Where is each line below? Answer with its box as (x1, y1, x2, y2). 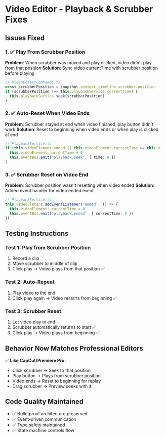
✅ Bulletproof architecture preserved (12, 410, 88, 416)
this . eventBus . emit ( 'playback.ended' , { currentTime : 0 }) (9, 211, 134, 216)
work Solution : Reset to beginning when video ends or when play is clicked (5, 126, 159, 132)
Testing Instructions (5, 229, 69, 238)
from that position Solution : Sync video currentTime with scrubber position (5, 65, 158, 71)
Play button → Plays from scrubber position (12, 372, 101, 379)
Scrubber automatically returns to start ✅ (12, 324, 96, 330)
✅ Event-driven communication (12, 416, 77, 422)
